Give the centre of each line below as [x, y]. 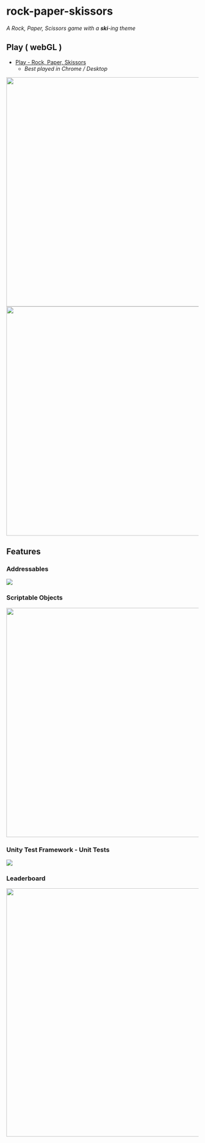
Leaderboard [26, 878]
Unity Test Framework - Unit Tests [58, 850]
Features [23, 552]
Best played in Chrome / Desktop [66, 68]
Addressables [27, 569]
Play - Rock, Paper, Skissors [51, 62]
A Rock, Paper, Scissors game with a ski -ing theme [71, 28]
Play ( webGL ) [34, 47]
